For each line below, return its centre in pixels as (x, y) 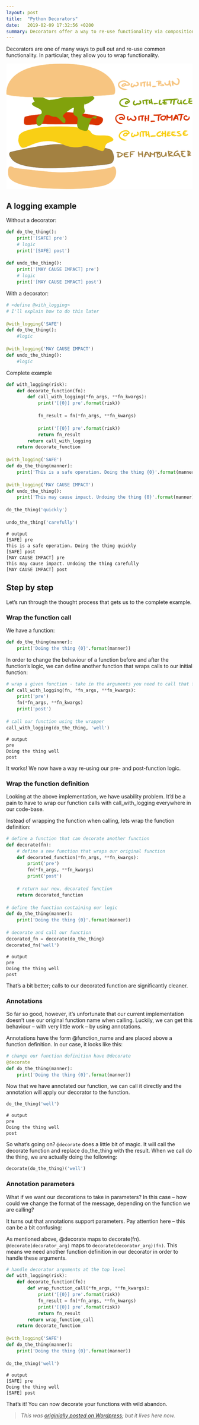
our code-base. (25, 809)
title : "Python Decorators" (42, 19)
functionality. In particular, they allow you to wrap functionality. (83, 55)
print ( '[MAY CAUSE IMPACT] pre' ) (58, 270)
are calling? (20, 1209)
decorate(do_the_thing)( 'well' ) (46, 1169)
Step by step (30, 588)
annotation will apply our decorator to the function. (68, 1092)
